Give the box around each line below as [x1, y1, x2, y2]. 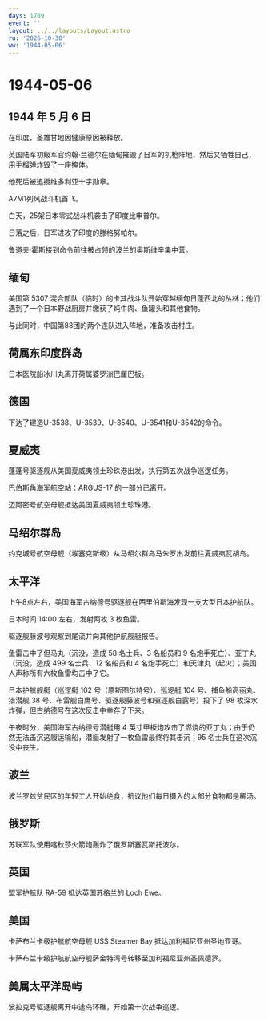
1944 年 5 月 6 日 [8, 110, 92, 123]
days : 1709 [8, 11, 45, 20]
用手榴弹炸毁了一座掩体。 [8, 160, 93, 169]
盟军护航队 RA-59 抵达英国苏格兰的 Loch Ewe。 [8, 888, 166, 898]
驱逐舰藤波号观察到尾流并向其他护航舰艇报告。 [8, 631, 162, 641]
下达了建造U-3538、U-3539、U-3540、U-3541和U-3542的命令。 [8, 418, 226, 427]
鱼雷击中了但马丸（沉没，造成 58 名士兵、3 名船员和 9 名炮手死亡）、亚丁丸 [8, 649, 256, 657]
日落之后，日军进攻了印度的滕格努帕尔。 [8, 228, 142, 237]
